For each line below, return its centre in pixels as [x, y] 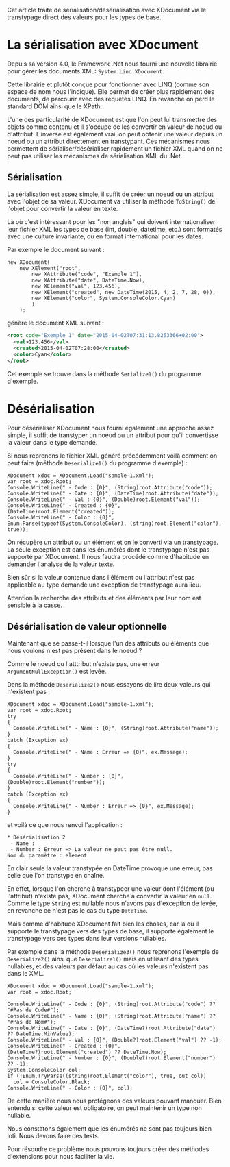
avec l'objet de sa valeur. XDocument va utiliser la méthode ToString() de [111, 201]
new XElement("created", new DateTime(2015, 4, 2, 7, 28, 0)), [124, 292]
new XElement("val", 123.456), [76, 286]
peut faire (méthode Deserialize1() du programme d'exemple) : [97, 463]
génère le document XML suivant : [55, 323]
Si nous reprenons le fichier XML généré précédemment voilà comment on [112, 456]
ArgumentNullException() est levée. [57, 671]
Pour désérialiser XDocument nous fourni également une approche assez [111, 428]
